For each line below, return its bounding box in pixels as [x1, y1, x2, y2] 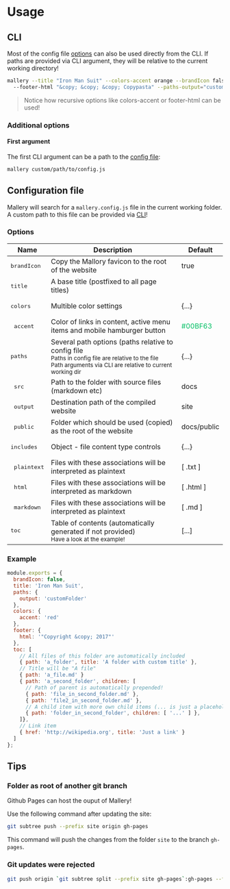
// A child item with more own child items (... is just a [25, 703, 197, 710]
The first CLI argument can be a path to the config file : [7, 152, 161, 161]
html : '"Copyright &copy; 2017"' [19, 633, 115, 640]
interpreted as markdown [51, 487, 132, 497]
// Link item [19, 723, 57, 729]
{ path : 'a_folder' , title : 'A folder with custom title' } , [19, 659, 197, 666]
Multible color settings [51, 301, 123, 311]
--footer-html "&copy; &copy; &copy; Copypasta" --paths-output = [13, 84, 204, 90]
